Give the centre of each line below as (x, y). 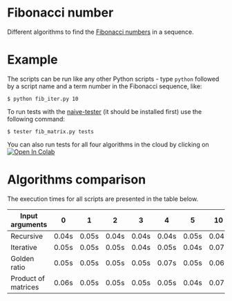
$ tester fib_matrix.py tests (51, 132)
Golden (22, 258)
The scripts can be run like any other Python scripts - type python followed (113, 79)
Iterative (24, 247)
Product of (28, 278)
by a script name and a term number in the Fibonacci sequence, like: (105, 86)
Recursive (27, 236)
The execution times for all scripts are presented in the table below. (103, 199)
